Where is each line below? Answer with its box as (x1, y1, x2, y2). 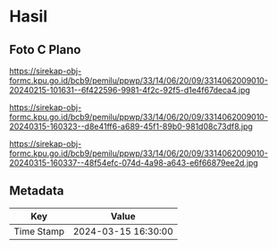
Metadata (9, 184, 64, 199)
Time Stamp (13, 225, 65, 237)
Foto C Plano (9, 42, 81, 57)
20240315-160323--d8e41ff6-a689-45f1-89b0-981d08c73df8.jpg (9, 121, 253, 132)
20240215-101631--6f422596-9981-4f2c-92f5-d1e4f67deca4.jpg (9, 85, 250, 95)
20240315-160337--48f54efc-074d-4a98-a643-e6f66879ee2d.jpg (9, 158, 259, 167)
